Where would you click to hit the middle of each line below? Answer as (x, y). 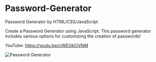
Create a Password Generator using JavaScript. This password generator (78, 31)
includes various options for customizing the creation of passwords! (73, 36)
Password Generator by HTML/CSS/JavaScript (52, 22)
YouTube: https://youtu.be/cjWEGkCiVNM (47, 45)
